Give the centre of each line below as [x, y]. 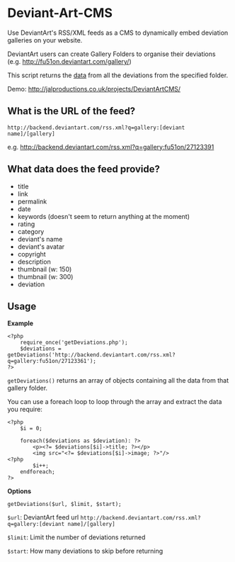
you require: [25, 410]
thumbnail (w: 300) [45, 276]
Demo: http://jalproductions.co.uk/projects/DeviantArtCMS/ [94, 89]
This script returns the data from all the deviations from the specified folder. [118, 75]
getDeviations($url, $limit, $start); [64, 505]
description [34, 262]
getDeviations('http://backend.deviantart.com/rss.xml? [91, 355]
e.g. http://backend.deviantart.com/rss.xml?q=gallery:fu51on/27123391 [111, 147]
